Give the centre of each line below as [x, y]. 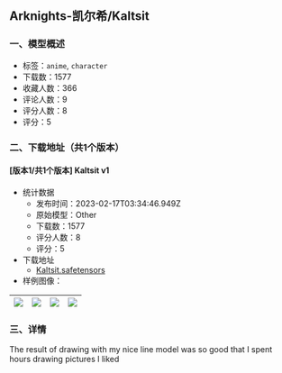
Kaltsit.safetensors [70, 269]
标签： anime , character [65, 65]
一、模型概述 [37, 44]
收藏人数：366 [50, 87]
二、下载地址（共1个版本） [67, 147]
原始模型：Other [66, 214]
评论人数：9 [45, 99]
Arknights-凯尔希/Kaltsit [80, 16]
